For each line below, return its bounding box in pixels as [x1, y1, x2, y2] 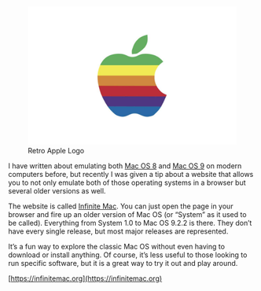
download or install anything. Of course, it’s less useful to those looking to [8, 250, 248, 260]
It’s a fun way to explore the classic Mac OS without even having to [8, 242, 226, 252]
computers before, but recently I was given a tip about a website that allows [8, 170, 254, 179]
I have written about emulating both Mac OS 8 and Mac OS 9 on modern [8, 161, 242, 171]
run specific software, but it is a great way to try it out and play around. [8, 259, 238, 268]
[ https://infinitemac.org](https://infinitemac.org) [8, 274, 163, 283]
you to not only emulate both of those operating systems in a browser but [8, 178, 246, 187]
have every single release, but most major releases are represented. [8, 227, 229, 236]
